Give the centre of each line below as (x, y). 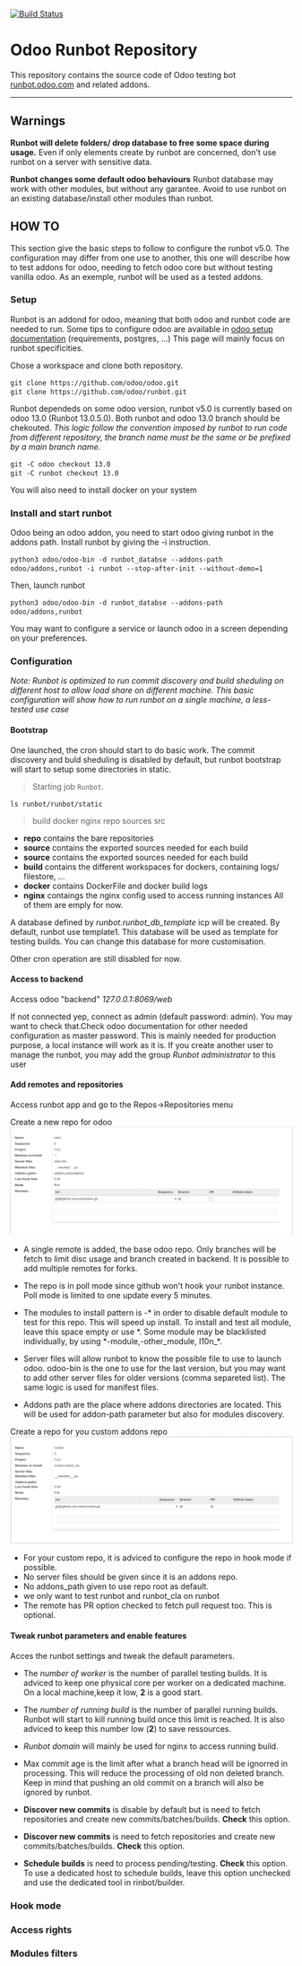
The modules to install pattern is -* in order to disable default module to (155, 1313)
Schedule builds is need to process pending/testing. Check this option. (155, 1863)
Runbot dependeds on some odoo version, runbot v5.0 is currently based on (151, 408)
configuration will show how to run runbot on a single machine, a (130, 700)
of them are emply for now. (73, 904)
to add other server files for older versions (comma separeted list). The (154, 1378)
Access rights (41, 1929)
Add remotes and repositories (67, 1085)
